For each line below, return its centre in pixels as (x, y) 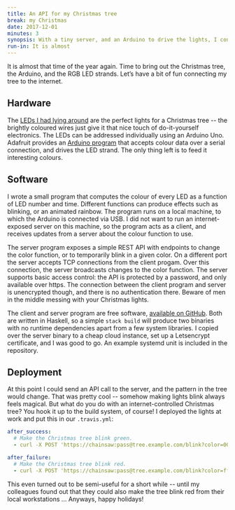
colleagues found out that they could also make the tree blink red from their (116, 491)
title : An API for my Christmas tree (62, 14)
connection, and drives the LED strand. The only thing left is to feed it (107, 150)
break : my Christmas (37, 20)
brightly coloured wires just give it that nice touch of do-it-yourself (103, 128)
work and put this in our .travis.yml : (60, 419)
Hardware (29, 103)
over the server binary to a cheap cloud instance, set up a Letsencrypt (109, 335)
